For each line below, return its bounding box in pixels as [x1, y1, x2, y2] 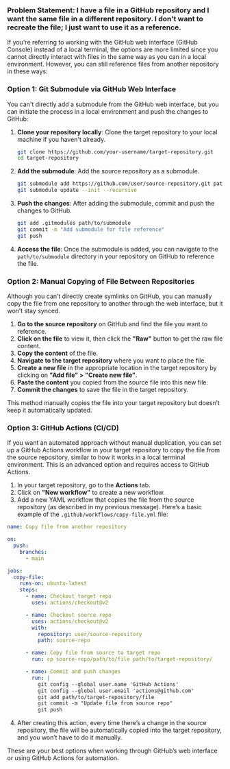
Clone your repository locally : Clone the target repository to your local [16, 127, 218, 136]
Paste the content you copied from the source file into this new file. [16, 378, 209, 387]
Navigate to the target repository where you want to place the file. [16, 356, 207, 365]
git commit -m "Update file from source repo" [37, 700, 173, 707]
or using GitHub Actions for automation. [7, 754, 119, 762]
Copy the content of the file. [16, 349, 98, 358]
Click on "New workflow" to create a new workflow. [16, 489, 166, 497]
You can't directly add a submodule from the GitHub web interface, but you [7, 100, 219, 108]
